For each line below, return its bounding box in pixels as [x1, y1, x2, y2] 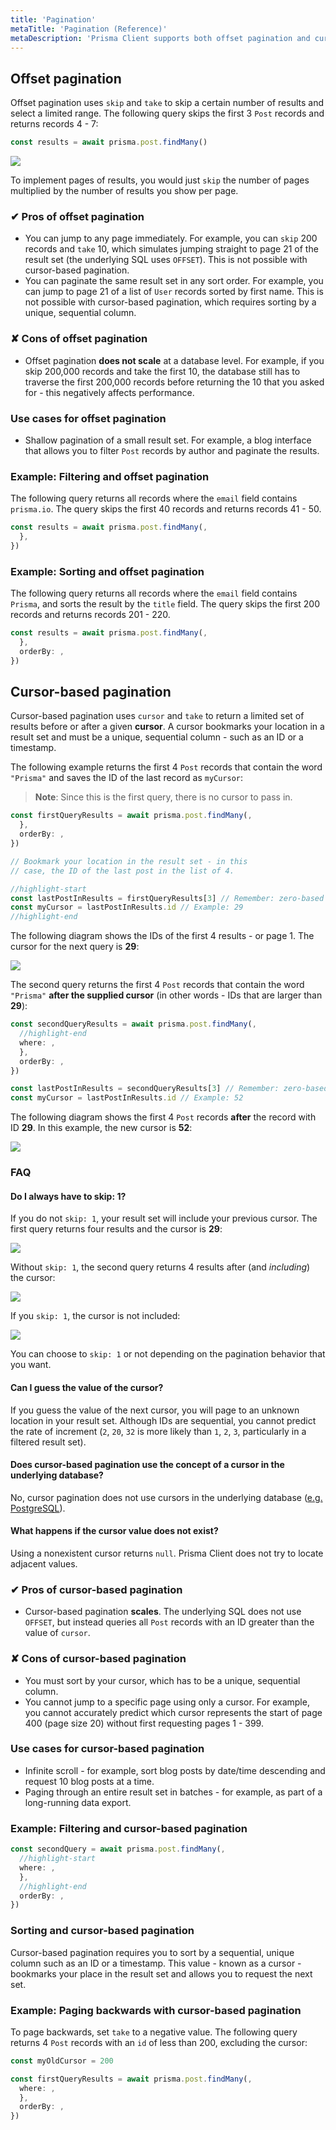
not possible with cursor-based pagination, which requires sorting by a [24, 296, 317, 308]
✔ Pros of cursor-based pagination [10, 1582, 183, 1596]
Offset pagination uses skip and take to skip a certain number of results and [10, 97, 325, 109]
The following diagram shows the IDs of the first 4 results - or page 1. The [10, 930, 315, 942]
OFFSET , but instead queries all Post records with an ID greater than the [24, 1616, 315, 1628]
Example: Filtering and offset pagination [10, 469, 210, 483]
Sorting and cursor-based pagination [10, 1924, 195, 1938]
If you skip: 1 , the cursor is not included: [10, 1310, 181, 1322]
